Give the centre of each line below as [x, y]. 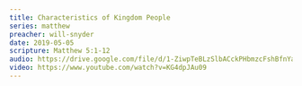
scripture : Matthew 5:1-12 [60, 51]
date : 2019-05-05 [42, 43]
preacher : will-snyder [52, 34]
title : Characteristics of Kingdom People [90, 17]
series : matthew [40, 26]
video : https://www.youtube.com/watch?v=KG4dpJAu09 [108, 68]
